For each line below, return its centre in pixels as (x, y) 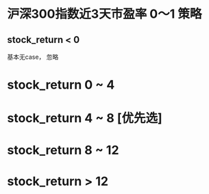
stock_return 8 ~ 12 (63, 150)
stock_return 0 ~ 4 (61, 85)
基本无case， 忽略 (33, 57)
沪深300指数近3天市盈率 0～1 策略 (104, 14)
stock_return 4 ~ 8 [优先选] (85, 119)
